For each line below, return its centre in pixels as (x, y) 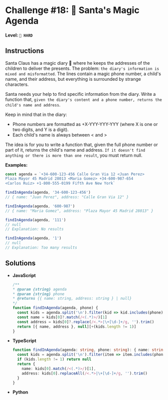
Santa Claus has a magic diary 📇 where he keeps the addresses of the (78, 63)
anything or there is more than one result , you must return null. (74, 155)
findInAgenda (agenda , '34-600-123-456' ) (48, 193)
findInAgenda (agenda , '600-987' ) (40, 206)
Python (20, 392)
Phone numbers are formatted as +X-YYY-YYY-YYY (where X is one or (85, 124)
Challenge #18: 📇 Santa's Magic (72, 10)
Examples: (16, 165)
